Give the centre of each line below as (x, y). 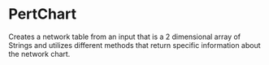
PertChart (43, 14)
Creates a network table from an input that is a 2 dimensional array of (125, 37)
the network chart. (39, 54)
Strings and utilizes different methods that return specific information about (135, 45)
